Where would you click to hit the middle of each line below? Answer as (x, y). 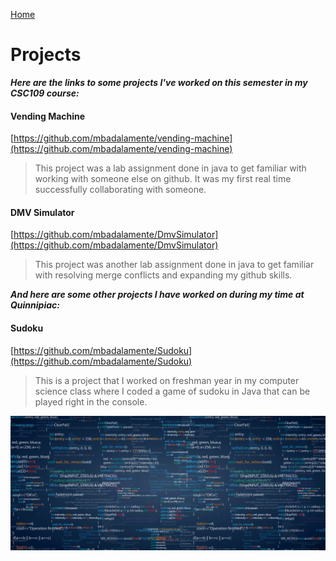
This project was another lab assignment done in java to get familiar (174, 265)
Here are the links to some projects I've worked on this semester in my (159, 82)
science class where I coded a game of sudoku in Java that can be (172, 391)
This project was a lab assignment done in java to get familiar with (170, 168)
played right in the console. (91, 401)
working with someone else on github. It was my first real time (163, 179)
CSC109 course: (45, 93)
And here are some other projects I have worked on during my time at (157, 295)
